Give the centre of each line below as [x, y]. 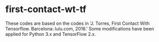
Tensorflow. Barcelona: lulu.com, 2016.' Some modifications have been [80, 28]
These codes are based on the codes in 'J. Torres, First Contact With [77, 23]
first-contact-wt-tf [46, 9]
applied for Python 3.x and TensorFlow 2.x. [51, 34]
